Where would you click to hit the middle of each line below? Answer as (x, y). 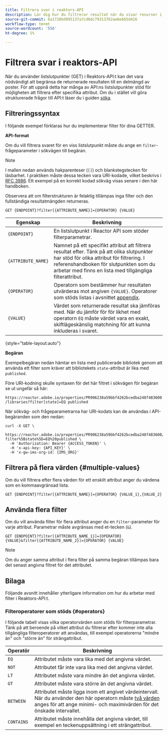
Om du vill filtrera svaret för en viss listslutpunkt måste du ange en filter (81, 145)
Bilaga (15, 581)
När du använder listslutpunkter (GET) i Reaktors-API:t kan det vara (74, 76)
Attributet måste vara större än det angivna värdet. (93, 684)
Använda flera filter (36, 510)
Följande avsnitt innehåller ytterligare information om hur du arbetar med (80, 593)
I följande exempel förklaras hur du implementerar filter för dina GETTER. (80, 126)
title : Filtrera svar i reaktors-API (44, 10)
